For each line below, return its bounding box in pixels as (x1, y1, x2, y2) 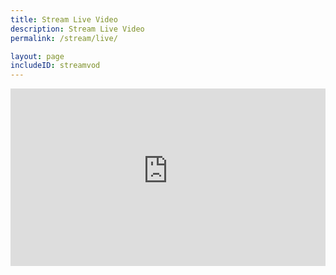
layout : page (10, 51, 65, 61)
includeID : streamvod (10, 61, 101, 71)
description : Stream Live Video (10, 24, 145, 34)
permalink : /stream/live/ (10, 33, 118, 43)
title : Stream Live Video (10, 14, 118, 25)
